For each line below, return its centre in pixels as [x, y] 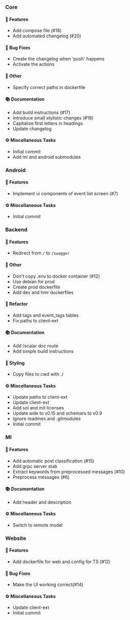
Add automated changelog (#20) [47, 36]
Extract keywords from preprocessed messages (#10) [69, 471]
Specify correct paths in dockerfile [49, 87]
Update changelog [32, 129]
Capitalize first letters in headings [48, 123]
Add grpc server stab [35, 466]
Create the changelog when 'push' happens [59, 59]
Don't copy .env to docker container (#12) [56, 276]
